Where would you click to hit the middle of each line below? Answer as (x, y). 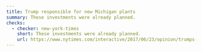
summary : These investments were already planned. (71, 17)
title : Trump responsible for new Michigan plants (71, 12)
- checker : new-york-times (45, 28)
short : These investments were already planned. (79, 34)
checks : (16, 23)
